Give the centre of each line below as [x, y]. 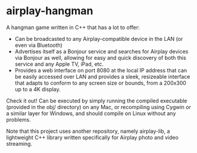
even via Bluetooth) [38, 45]
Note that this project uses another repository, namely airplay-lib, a [88, 131]
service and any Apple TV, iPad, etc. [59, 64]
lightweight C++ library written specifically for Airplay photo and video [92, 137]
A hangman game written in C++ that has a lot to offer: [73, 27]
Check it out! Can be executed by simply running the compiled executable [97, 101]
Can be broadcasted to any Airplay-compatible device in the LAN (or [99, 39]
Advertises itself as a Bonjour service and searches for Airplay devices [101, 51]
